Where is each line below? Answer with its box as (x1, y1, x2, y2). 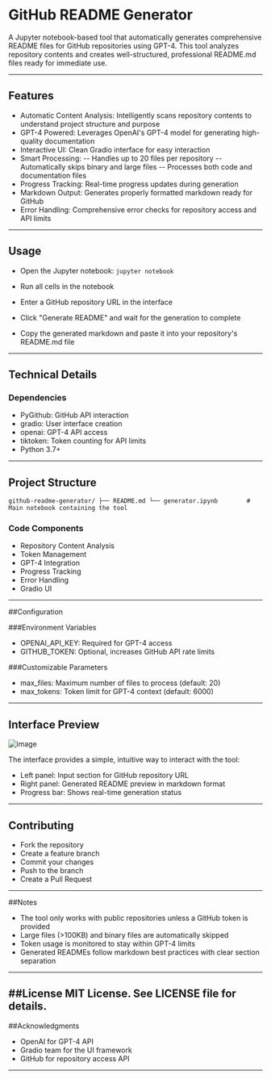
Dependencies (8, 391, 67, 403)
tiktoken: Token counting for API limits (19, 436, 147, 445)
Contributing (8, 818, 74, 832)
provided (19, 922, 51, 931)
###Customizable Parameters (8, 663, 108, 672)
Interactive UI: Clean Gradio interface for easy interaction (19, 144, 211, 154)
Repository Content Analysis (19, 541, 115, 550)
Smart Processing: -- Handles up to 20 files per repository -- (19, 153, 223, 163)
